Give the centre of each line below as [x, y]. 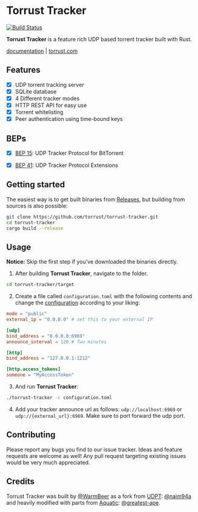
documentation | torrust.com [42, 51]
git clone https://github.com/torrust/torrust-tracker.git [82, 217]
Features [23, 70]
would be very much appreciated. [48, 462]
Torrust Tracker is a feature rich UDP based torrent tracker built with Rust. [99, 39]
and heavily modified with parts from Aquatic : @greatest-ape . [83, 502]
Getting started [36, 185]
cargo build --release [35, 228]
